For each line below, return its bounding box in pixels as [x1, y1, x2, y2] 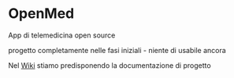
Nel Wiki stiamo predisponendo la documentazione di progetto [8, 60, 211, 70]
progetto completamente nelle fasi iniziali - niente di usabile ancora [8, 45, 226, 55]
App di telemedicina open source [8, 30, 116, 40]
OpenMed [8, 5, 75, 23]
